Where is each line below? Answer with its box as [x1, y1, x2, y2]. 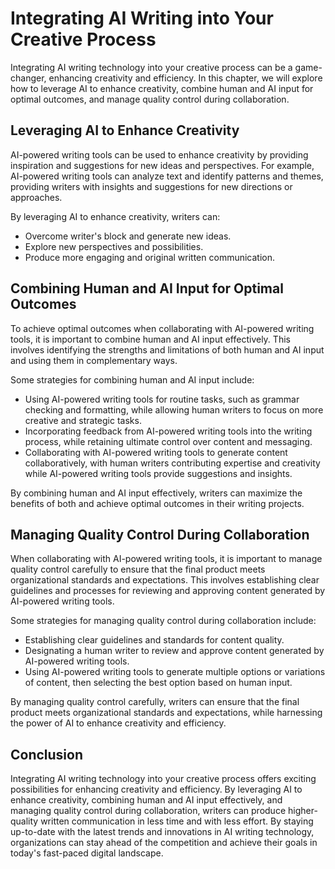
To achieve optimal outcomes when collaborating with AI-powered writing [10, 322, 315, 334]
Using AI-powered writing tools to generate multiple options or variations [24, 666, 326, 678]
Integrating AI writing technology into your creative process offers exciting [10, 773, 317, 785]
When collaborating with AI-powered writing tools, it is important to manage [10, 553, 323, 565]
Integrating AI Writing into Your [10, 7, 274, 30]
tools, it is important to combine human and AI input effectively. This [10, 333, 291, 345]
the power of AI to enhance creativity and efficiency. [10, 717, 227, 729]
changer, [10, 72, 47, 84]
